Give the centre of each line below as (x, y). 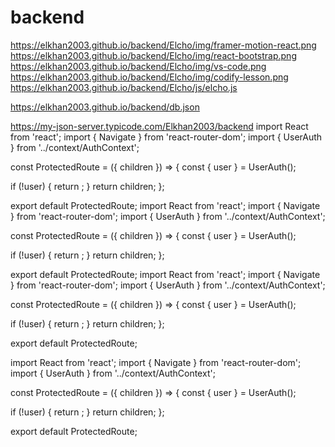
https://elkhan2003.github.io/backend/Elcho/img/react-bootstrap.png (153, 55)
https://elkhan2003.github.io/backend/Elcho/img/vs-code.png (138, 66)
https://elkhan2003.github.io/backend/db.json (105, 107)
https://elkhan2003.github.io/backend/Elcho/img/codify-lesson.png (149, 77)
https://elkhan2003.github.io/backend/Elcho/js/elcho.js (124, 87)
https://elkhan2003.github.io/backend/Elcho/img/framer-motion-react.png (163, 45)
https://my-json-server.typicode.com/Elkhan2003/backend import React (159, 126)
